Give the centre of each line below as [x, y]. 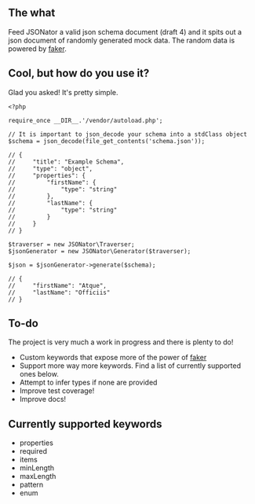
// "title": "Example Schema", [66, 162]
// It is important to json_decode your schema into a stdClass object [127, 134]
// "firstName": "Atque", [58, 285]
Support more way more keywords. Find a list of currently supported [130, 366]
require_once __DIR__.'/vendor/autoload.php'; [86, 120]
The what [32, 13]
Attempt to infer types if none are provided [88, 383]
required [33, 451]
